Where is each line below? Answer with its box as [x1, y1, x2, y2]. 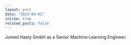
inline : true [5, 16, 32, 21]
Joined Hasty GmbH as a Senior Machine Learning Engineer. [5, 34, 127, 40]
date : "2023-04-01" [5, 12, 45, 17]
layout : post [5, 7, 32, 12]
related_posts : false [5, 21, 49, 26]
